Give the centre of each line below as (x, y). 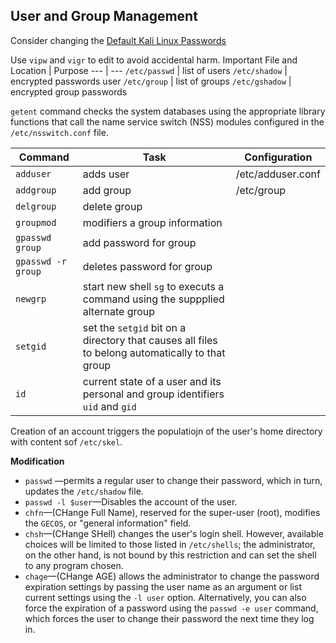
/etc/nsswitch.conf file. (59, 132)
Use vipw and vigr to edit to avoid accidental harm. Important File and (154, 60)
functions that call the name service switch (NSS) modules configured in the (167, 121)
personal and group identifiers (153, 394)
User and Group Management (104, 16)
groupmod (36, 222)
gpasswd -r (41, 261)
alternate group (119, 311)
